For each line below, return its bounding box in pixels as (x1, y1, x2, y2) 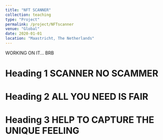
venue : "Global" (5, 26, 40, 32)
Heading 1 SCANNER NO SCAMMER (5, 68, 159, 79)
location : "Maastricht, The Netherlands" (5, 36, 95, 41)
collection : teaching (5, 12, 51, 17)
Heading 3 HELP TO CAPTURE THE (5, 114, 154, 126)
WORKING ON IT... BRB (5, 49, 55, 56)
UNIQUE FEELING (5, 125, 80, 136)
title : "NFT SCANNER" (5, 7, 51, 13)
